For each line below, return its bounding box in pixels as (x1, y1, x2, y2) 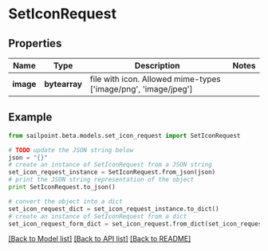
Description (134, 61, 181, 71)
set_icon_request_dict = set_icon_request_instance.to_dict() (8, 205, 219, 213)
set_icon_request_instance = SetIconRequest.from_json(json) (8, 168, 216, 176)
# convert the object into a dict (8, 197, 124, 206)
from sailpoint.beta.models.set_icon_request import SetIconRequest (8, 131, 241, 139)
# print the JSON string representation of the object (8, 176, 195, 184)
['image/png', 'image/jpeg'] (89, 84, 193, 94)
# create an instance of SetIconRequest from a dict (8, 212, 187, 220)
